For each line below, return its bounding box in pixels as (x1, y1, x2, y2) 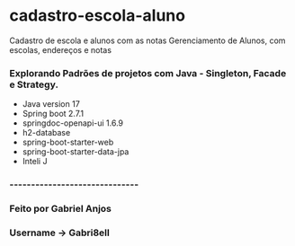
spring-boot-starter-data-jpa (22, 146, 130, 157)
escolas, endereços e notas (9, 44, 112, 55)
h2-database (22, 127, 71, 138)
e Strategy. (9, 78, 58, 91)
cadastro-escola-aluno (9, 5, 186, 26)
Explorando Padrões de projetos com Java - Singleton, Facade (9, 66, 287, 79)
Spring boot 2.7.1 (22, 109, 84, 119)
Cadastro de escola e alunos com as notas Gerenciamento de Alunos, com (9, 35, 286, 46)
